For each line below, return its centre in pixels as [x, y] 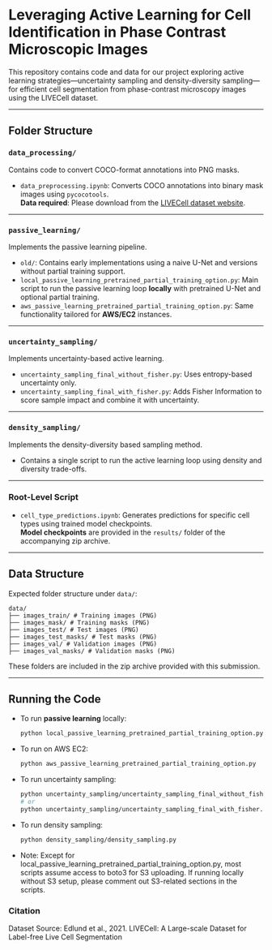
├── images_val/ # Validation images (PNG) [83, 644]
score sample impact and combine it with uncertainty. [110, 400]
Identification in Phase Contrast [117, 32]
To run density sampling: [62, 824]
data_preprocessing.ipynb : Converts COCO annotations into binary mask [142, 185]
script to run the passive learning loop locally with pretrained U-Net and [140, 288]
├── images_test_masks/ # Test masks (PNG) [83, 637]
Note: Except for [47, 855]
